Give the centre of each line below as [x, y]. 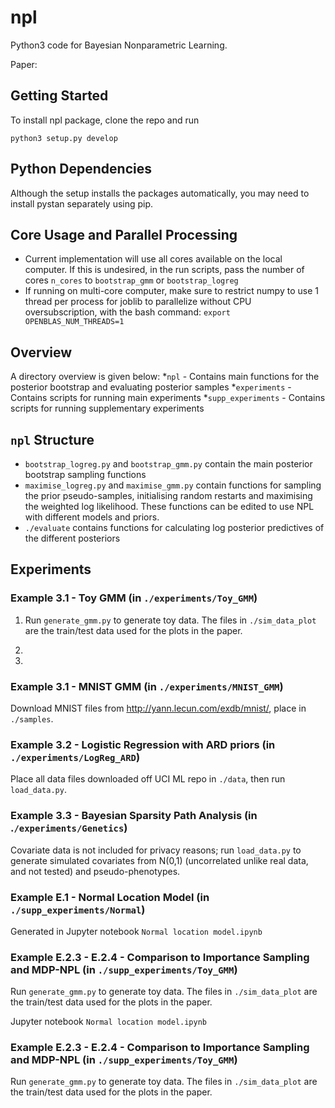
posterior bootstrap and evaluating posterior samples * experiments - [151, 387]
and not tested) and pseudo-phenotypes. [95, 871]
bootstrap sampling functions [85, 474]
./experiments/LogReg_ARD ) [75, 757]
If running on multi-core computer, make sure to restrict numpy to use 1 [171, 291]
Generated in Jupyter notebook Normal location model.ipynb [136, 931]
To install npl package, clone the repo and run [105, 120]
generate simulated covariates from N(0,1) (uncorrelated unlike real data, [159, 860]
